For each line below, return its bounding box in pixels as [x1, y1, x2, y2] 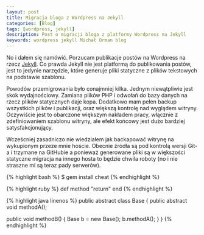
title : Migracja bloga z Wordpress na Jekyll [6, 15, 124, 21]
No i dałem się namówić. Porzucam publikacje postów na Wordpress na [6, 54, 186, 61]
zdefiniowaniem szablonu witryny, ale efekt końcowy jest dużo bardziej [6, 118, 185, 125]
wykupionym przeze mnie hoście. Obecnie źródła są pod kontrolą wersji [6, 142, 187, 149]
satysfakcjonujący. [6, 124, 54, 131]
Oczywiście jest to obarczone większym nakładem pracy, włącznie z [6, 111, 178, 118]
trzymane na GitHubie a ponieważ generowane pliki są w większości [13, 149, 186, 156]
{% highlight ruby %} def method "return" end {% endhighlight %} [6, 185, 173, 192]
